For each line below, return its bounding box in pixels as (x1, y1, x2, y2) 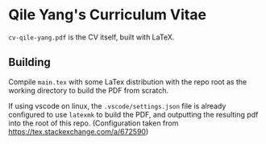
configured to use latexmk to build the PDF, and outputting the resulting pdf (8, 109, 259, 119)
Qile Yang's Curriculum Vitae (8, 6, 207, 24)
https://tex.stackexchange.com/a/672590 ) (8, 126, 149, 136)
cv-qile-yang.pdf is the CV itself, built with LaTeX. (8, 32, 175, 42)
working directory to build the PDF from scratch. (8, 85, 169, 95)
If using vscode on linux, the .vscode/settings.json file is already (8, 101, 227, 110)
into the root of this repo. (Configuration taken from (8, 118, 179, 128)
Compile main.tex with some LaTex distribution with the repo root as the (8, 76, 247, 86)
